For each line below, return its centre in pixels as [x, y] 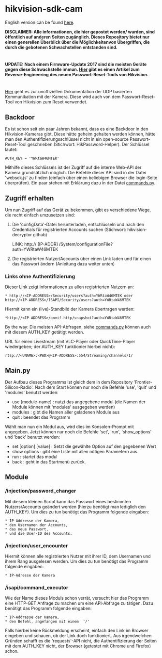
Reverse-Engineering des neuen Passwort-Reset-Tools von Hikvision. [77, 75]
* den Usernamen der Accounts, [37, 525]
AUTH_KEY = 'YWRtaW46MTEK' [32, 159]
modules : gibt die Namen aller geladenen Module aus [66, 412]
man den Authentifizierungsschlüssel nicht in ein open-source [67, 139]
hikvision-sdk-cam [44, 9]
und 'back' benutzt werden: [33, 437]
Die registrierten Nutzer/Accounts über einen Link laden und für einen [81, 259]
